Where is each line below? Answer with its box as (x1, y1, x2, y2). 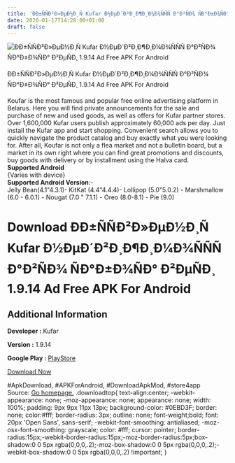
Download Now (7, 368, 52, 376)
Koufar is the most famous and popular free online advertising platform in (7, 97, 218, 105)
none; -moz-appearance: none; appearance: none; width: (45, 396, 211, 404)
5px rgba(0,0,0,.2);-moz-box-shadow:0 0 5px (43, 441, 174, 449)
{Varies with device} (7, 171, 66, 179)
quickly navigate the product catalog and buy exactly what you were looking (7, 134, 227, 142)
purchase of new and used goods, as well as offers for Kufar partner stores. (7, 111, 226, 120)
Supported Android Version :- (7, 178, 94, 187)
